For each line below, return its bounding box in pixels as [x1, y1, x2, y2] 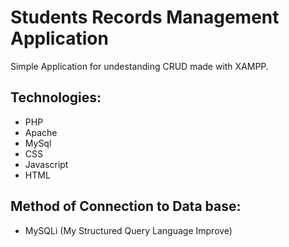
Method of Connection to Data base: [10, 198, 242, 215]
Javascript [24, 158, 69, 170]
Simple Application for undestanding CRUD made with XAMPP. [10, 60, 269, 72]
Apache [24, 126, 58, 138]
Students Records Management [10, 6, 280, 29]
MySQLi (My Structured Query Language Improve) [24, 224, 233, 236]
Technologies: [10, 89, 102, 106]
